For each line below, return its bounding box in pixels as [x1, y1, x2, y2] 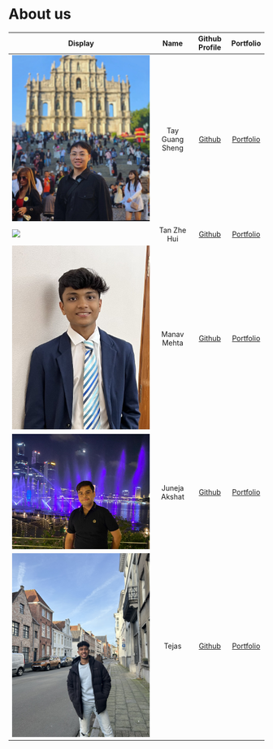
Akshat [161, 491, 184, 501]
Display [67, 38, 95, 48]
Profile [198, 42, 222, 53]
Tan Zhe [158, 225, 187, 235]
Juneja [161, 483, 184, 492]
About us [8, 5, 71, 24]
